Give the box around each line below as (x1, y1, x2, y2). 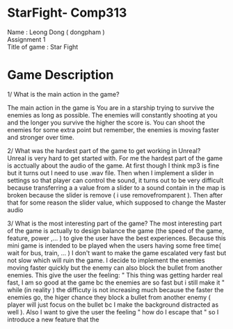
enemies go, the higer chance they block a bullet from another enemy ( (7, 293, 211, 301)
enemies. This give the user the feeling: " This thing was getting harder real (7, 271, 223, 279)
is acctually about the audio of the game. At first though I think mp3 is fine (7, 161, 220, 170)
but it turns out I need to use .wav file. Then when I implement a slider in (7, 168, 214, 177)
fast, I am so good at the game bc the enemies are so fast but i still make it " (7, 278, 225, 287)
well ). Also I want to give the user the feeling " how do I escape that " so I (7, 307, 219, 316)
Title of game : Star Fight (7, 42, 79, 51)
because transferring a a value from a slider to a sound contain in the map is (7, 183, 226, 192)
